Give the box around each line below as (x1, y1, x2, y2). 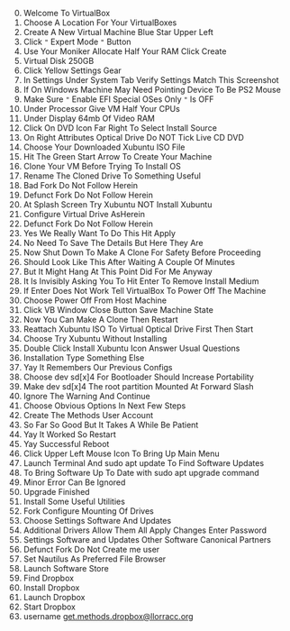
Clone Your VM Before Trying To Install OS (23, 161, 181, 171)
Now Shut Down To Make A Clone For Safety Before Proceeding (23, 247, 261, 258)
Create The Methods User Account (23, 410, 154, 420)
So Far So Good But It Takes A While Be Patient (23, 419, 199, 430)
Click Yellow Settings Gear (23, 65, 122, 76)
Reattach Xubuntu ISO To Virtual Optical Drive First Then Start (23, 324, 254, 334)
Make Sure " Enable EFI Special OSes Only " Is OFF (23, 94, 214, 105)
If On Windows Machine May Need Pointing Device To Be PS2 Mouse (23, 85, 282, 95)
